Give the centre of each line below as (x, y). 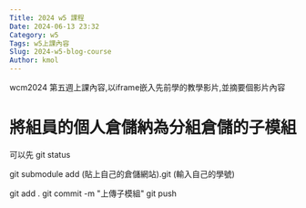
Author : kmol (34, 60)
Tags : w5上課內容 (40, 43)
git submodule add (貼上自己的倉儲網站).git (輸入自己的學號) (122, 173)
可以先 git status (40, 154)
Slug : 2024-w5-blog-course (61, 52)
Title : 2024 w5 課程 (47, 18)
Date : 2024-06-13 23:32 (55, 26)
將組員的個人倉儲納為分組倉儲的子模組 (153, 128)
